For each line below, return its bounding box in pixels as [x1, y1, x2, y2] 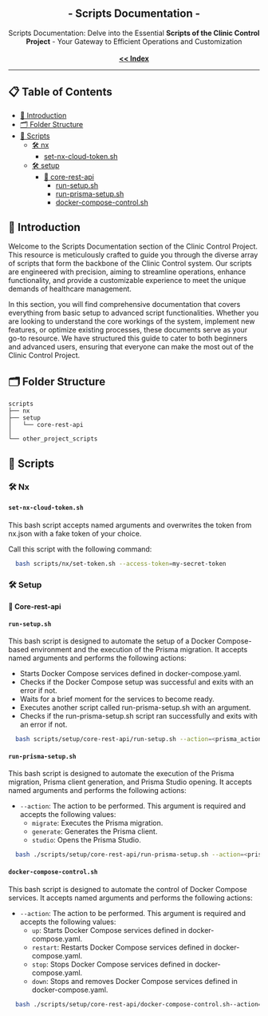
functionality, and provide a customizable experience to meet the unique [8, 276, 246, 285]
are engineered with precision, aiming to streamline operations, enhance [8, 267, 246, 277]
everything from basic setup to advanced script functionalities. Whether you [8, 308, 259, 318]
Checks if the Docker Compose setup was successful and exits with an [19, 677, 254, 687]
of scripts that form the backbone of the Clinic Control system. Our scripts [8, 259, 253, 269]
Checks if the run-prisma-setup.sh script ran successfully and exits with [19, 711, 258, 721]
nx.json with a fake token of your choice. [8, 528, 142, 538]
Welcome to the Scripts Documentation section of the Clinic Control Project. [8, 241, 258, 251]
